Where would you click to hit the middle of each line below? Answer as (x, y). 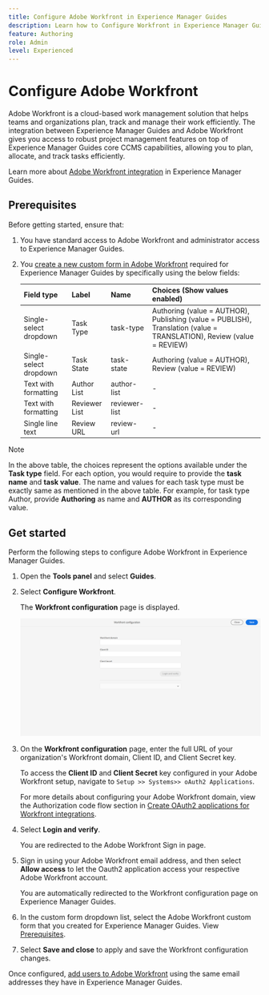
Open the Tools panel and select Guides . (88, 576)
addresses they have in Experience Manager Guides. (95, 982)
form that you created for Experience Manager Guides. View (119, 925)
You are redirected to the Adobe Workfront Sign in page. (113, 844)
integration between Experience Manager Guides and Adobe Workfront (126, 131)
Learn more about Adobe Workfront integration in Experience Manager (125, 171)
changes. (35, 958)
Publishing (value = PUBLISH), (202, 319)
